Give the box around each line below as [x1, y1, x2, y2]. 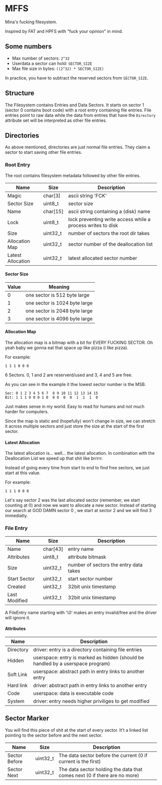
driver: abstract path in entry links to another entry [33, 682, 147, 689]
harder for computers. [5, 409, 49, 415]
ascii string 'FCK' [68, 192, 107, 199]
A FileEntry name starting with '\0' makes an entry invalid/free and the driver [5, 609, 157, 615]
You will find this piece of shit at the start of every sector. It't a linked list [5, 727, 148, 733]
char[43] [42, 545, 64, 552]
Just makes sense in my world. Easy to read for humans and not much [5, 403, 145, 410]
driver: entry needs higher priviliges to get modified [33, 698, 149, 705]
